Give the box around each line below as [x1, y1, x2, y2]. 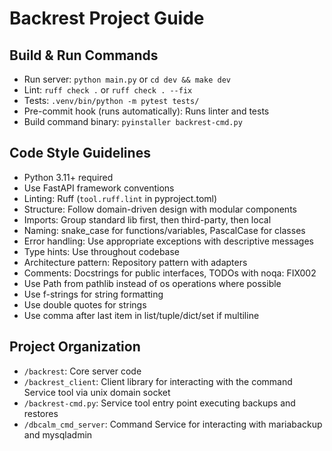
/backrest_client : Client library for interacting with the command [23, 375, 293, 387]
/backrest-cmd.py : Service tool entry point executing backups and [23, 397, 296, 409]
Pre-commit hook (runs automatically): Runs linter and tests [23, 105, 270, 117]
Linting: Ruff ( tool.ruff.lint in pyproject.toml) [23, 192, 218, 204]
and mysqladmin [23, 428, 93, 441]
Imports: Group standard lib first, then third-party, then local [23, 213, 272, 226]
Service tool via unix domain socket [23, 386, 171, 398]
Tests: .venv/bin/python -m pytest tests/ [23, 95, 200, 106]
